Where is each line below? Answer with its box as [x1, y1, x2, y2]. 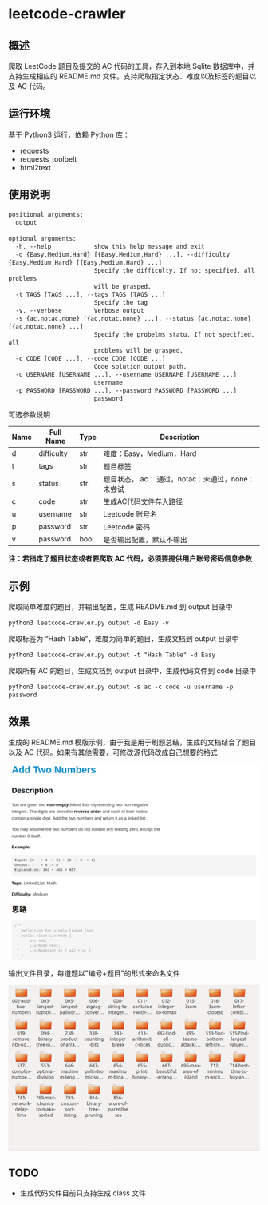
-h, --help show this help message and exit [15, 242, 205, 250]
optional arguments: [8, 234, 77, 242]
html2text [19, 162, 52, 172]
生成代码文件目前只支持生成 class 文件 [19, 1188, 146, 1198]
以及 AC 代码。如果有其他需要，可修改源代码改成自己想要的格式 [8, 748, 218, 756]
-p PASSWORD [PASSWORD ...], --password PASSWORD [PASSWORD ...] [15, 386, 238, 394]
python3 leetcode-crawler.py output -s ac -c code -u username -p [8, 683, 234, 692]
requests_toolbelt [19, 154, 77, 164]
